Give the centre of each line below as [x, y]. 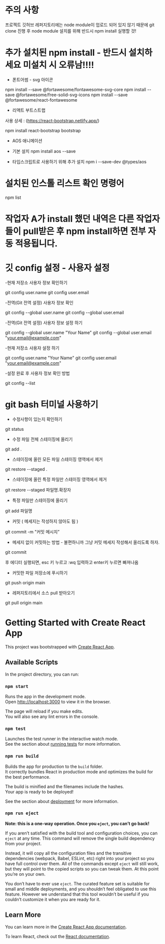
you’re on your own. [25, 874]
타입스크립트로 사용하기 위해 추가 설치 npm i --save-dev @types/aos [79, 161]
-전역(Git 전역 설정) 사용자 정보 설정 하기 [44, 322]
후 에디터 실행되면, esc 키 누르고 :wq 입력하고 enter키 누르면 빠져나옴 [72, 562]
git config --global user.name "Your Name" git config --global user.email [78, 332]
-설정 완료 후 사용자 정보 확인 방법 [38, 373]
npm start [17, 686]
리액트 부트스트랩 [29, 110]
